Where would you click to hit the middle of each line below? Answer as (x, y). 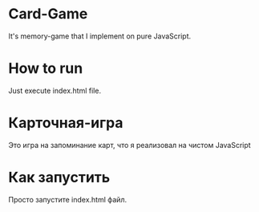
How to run (46, 68)
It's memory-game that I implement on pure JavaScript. (99, 36)
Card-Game (48, 14)
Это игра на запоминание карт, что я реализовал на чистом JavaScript (129, 145)
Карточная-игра (66, 123)
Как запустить (59, 178)
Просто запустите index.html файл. (67, 199)
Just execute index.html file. (55, 90)
